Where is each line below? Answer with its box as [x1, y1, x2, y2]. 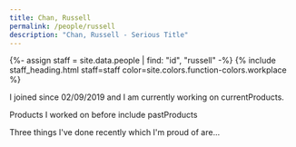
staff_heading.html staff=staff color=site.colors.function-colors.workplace [9, 64, 288, 75]
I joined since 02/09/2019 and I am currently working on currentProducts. [9, 92, 284, 103]
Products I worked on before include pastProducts [9, 110, 198, 121]
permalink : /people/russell [9, 22, 116, 31]
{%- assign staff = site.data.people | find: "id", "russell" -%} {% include [9, 55, 277, 66]
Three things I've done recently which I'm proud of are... [9, 127, 221, 138]
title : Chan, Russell [9, 13, 92, 23]
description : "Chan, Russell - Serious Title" [9, 30, 189, 39]
